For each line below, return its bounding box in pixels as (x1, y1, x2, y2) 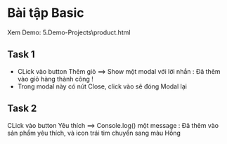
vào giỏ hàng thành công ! (17, 74, 93, 83)
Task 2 (7, 103, 37, 114)
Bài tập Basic (7, 5, 84, 21)
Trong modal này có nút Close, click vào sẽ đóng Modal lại (17, 82, 188, 91)
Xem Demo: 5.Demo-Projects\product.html (7, 28, 131, 37)
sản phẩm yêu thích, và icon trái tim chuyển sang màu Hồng (7, 129, 181, 137)
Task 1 (7, 48, 35, 60)
